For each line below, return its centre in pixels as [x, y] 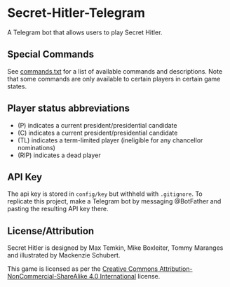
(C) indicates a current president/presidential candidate [97, 133]
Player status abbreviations [69, 108]
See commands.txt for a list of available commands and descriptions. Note [115, 71]
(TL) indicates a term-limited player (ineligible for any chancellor [110, 140]
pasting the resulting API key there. [58, 209]
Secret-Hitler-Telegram [76, 13]
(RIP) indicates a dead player [59, 155]
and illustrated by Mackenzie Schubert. [64, 255]
